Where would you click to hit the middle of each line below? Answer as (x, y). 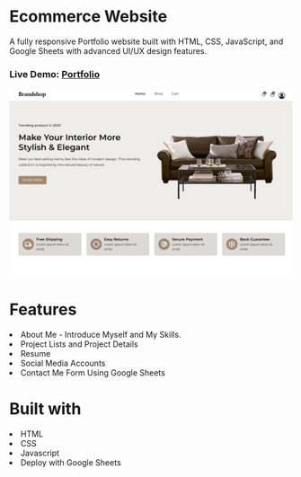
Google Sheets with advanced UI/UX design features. (108, 50)
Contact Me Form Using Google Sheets (93, 372)
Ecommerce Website (89, 17)
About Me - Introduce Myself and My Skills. (101, 334)
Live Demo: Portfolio (55, 74)
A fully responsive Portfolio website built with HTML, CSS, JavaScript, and (146, 41)
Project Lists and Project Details (80, 344)
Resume (36, 353)
